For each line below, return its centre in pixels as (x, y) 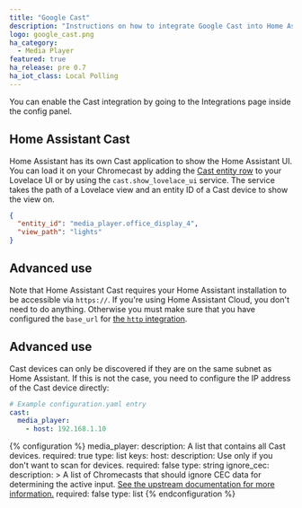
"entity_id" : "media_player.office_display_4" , (108, 224)
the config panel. (41, 111)
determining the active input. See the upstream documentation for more (142, 485)
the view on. (32, 199)
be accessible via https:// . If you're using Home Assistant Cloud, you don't (150, 299)
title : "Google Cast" (50, 18)
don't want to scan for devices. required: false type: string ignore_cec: (139, 465)
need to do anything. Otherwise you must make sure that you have (133, 309)
